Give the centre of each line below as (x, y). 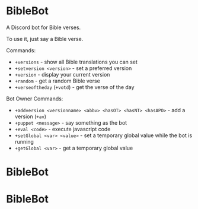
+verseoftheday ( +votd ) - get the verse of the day (74, 87)
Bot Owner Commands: (35, 99)
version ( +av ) (30, 116)
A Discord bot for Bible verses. (44, 27)
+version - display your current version (62, 74)
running (24, 141)
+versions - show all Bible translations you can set (76, 62)
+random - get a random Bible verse (58, 81)
